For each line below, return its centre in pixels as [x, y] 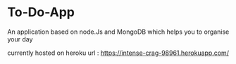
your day [20, 39]
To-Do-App [41, 12]
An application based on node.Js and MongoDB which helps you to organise [118, 32]
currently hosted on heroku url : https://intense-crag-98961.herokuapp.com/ [118, 53]
